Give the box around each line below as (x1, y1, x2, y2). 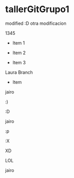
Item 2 (12, 50, 26, 56)
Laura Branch (5, 69, 33, 75)
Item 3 (12, 59, 26, 65)
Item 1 (12, 39, 25, 46)
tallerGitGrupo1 (5, 4, 69, 15)
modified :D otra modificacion (5, 20, 66, 26)
